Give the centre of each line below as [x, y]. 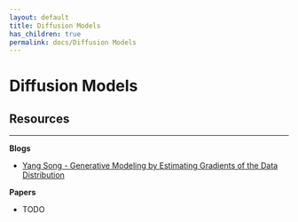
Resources [39, 119]
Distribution [43, 175]
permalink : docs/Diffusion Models [73, 42]
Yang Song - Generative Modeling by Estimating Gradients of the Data [150, 166]
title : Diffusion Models [55, 26]
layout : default [39, 17]
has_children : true [45, 34]
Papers [23, 193]
